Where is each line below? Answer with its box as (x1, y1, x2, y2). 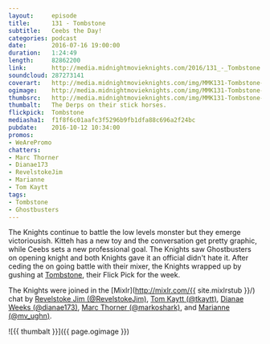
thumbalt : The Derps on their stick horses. (8, 101, 167, 109)
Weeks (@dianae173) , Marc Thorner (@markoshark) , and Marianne (8, 302, 231, 313)
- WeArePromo (8, 138, 52, 147)
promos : (8, 131, 35, 139)
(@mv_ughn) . (8, 311, 52, 321)
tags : (8, 190, 27, 199)
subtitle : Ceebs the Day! (8, 26, 103, 34)
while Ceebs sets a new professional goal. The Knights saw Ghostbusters (8, 245, 252, 254)
